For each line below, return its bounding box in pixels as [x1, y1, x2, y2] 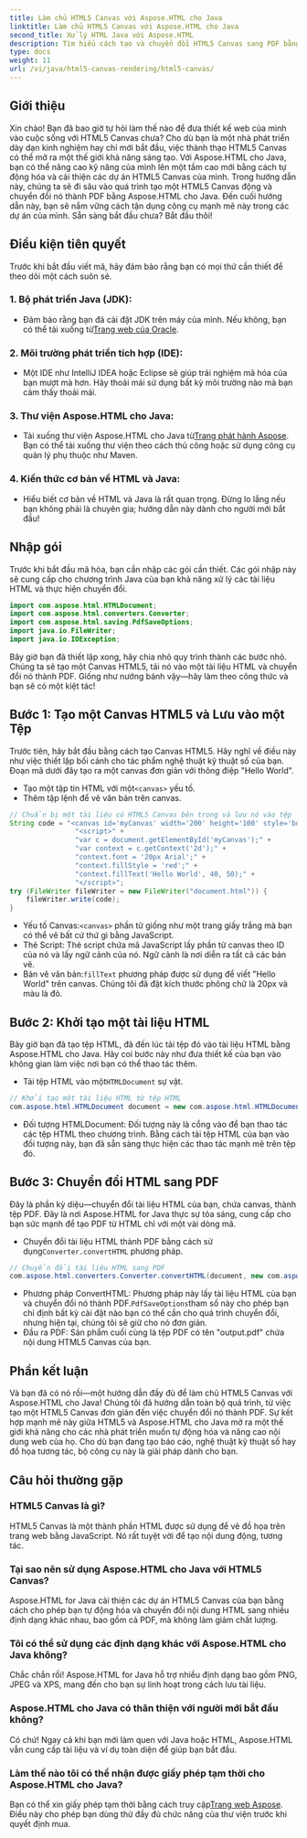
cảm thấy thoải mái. [22, 387, 98, 398]
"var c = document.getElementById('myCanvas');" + [74, 836, 272, 845]
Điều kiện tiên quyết [9, 237, 126, 252]
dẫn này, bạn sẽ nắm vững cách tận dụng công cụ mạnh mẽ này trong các [9, 200, 290, 211]
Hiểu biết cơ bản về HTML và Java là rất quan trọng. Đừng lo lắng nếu [22, 493, 286, 504]
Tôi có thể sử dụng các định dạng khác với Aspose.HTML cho [9, 1638, 287, 1651]
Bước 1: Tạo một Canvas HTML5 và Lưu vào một [9, 707, 285, 722]
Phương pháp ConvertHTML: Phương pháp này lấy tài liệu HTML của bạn [22, 1288, 297, 1299]
